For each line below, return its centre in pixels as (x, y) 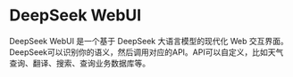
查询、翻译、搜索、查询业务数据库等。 (80, 63)
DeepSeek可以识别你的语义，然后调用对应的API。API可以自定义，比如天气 (146, 52)
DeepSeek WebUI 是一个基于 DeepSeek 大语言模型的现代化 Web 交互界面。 (149, 41)
